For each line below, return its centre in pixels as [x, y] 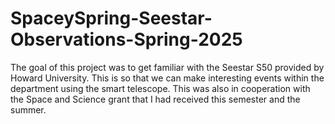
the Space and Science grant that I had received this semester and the [155, 99]
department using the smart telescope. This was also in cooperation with [160, 88]
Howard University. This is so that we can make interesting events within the [167, 78]
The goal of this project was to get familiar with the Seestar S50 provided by [167, 67]
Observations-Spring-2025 [126, 39]
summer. [28, 109]
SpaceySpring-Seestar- [111, 18]
